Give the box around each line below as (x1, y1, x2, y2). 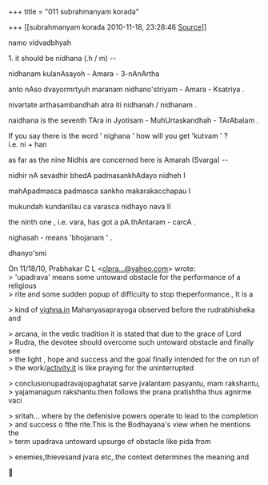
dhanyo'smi (8, 249, 46, 257)
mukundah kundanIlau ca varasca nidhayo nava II (8, 202, 171, 211)
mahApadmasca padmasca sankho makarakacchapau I (8, 186, 191, 196)
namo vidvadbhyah (8, 38, 72, 47)
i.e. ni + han (8, 139, 47, 149)
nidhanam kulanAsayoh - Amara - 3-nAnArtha (8, 69, 160, 79)
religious (8, 281, 38, 290)
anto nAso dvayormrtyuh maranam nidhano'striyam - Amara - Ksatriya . (8, 84, 245, 94)
